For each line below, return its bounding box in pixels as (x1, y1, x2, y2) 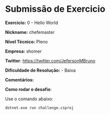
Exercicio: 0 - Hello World (5, 20, 58, 26)
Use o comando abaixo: (5, 96, 53, 102)
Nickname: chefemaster (5, 29, 55, 35)
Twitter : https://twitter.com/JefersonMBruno (5, 57, 96, 63)
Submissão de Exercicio (5, 3, 106, 15)
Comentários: (5, 77, 34, 83)
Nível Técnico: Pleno (5, 38, 48, 45)
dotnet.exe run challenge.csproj (5, 105, 74, 110)
